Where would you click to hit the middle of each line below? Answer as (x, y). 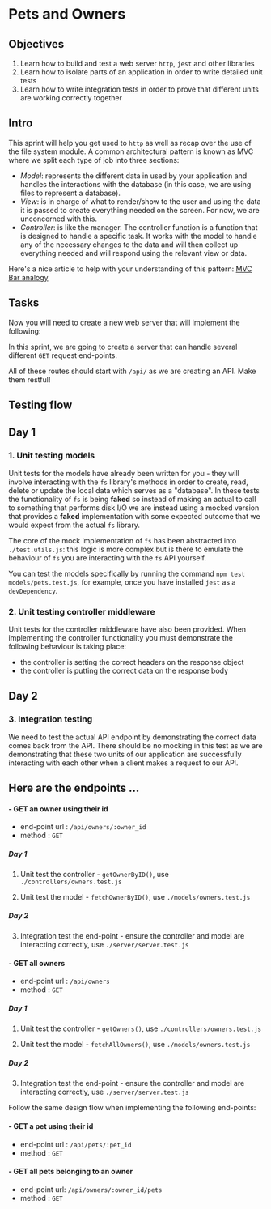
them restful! (30, 379)
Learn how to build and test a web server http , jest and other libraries (137, 63)
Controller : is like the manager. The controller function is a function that (139, 227)
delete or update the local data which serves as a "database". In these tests (134, 490)
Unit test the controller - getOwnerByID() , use (95, 875)
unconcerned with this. (58, 219)
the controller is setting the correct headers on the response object (132, 662)
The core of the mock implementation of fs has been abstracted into (123, 540)
